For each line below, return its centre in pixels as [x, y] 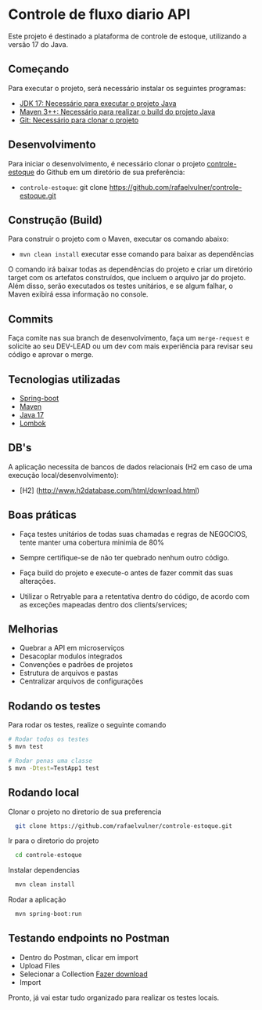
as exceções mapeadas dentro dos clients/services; [103, 604]
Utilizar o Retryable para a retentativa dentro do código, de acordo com [135, 596]
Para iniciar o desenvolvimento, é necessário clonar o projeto [107, 163]
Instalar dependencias [44, 870]
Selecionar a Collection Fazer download [84, 974]
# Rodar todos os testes [48, 739]
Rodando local [44, 793]
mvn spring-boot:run [48, 914]
